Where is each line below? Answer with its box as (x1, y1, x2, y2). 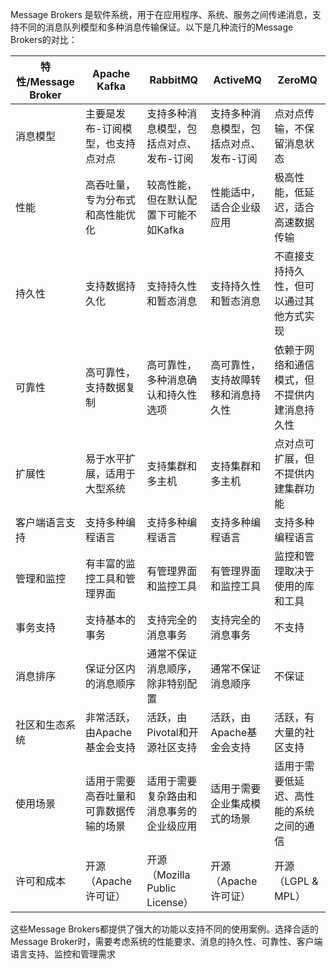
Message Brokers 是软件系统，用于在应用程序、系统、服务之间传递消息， (10, 9, 313, 20)
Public (146, 881, 177, 895)
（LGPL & (274, 874, 319, 888)
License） (146, 896, 194, 909)
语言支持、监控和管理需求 (10, 948, 116, 960)
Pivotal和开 (146, 726, 199, 739)
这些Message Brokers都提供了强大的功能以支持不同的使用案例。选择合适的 (10, 923, 319, 935)
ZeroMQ (277, 73, 318, 87)
